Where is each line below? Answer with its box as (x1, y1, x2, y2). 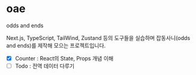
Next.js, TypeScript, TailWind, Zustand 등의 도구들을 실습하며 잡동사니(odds (6, 34, 191, 41)
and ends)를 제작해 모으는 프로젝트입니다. (6, 42, 106, 49)
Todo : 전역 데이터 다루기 (15, 62, 74, 70)
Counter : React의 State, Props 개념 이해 (15, 54, 114, 62)
